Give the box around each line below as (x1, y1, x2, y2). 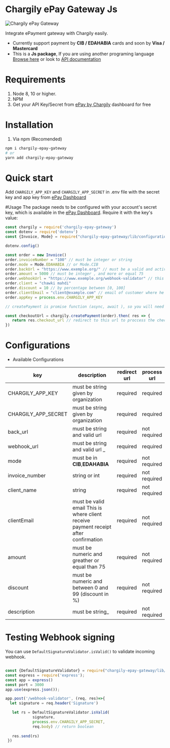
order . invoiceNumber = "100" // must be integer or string (5, 257, 133, 262)
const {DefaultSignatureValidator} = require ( (5, 668, 105, 673)
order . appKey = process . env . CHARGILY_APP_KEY (5, 295, 103, 300)
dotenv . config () (5, 243, 39, 248)
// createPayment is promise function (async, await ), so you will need (5, 304, 164, 309)
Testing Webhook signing (5, 632, 115, 643)
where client (72, 511, 102, 518)
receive (72, 517, 90, 524)
